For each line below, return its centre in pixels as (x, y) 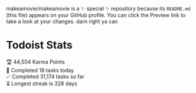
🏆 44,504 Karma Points (35, 62)
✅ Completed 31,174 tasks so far (45, 77)
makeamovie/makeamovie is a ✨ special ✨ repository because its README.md (98, 9)
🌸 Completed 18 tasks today (40, 70)
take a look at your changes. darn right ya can (62, 21)
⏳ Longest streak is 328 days (42, 83)
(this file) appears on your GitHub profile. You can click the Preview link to (96, 15)
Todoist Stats (39, 45)
